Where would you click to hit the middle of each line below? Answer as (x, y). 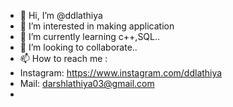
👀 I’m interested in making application (97, 26)
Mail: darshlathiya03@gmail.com (87, 83)
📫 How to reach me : (63, 58)
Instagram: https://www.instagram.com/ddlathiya (121, 73)
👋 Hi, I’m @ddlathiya (61, 15)
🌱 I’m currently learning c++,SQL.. (90, 36)
